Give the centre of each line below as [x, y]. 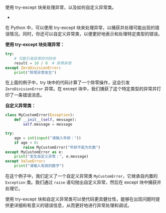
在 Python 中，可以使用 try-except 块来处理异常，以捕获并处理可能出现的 [80, 27]
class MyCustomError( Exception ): [40, 115]
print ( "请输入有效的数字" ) [39, 166]
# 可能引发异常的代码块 [35, 58]
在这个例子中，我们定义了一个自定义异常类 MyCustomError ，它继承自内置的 [82, 176]
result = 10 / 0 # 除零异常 [43, 63]
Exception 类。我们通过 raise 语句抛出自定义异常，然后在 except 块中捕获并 [83, 182]
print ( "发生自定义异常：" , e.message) [51, 157]
